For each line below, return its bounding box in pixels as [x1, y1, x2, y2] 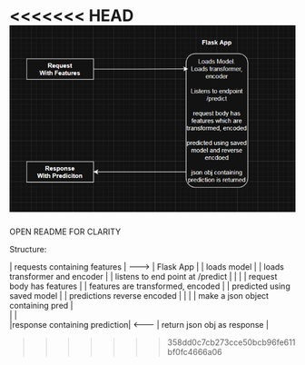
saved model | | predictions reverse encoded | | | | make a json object [9, 291, 270, 301]
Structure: [9, 244, 47, 255]
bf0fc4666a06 [167, 347, 222, 358]
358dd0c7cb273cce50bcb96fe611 [167, 337, 296, 348]
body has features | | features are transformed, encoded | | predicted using [9, 281, 290, 291]
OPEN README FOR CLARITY [9, 226, 122, 237]
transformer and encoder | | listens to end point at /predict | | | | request [9, 271, 278, 282]
